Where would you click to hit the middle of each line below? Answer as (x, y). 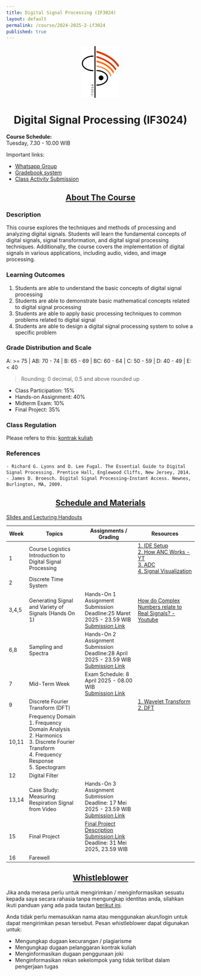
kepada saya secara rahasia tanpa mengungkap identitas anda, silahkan (95, 899)
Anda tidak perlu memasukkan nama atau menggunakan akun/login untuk (97, 916)
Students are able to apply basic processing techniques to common (98, 313)
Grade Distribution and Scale (49, 348)
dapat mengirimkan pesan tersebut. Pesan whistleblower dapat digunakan (98, 923)
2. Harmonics (46, 735)
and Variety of (46, 606)
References (23, 453)
